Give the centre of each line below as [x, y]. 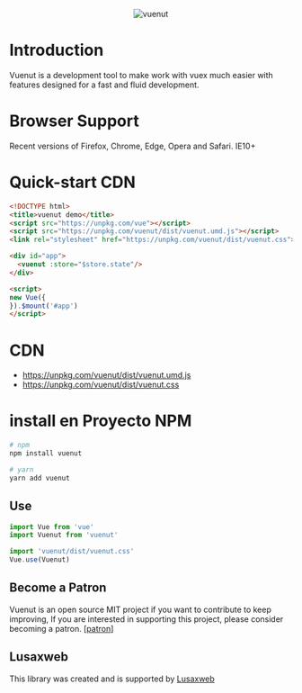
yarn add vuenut [40, 478]
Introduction [57, 50]
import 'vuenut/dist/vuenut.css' [72, 552]
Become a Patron [58, 588]
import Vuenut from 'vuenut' [64, 535]
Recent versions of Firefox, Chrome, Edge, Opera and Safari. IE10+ [133, 146]
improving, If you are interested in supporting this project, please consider [147, 619]
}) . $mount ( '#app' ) [44, 306]
